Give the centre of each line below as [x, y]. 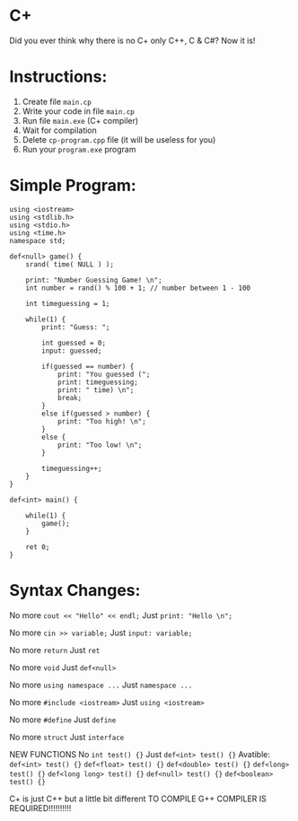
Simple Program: [73, 186]
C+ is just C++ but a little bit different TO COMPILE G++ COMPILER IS [138, 799]
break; [70, 397]
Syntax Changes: [75, 590]
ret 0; [38, 547]
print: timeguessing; [98, 382]
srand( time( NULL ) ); [70, 264]
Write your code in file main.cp [78, 111]
